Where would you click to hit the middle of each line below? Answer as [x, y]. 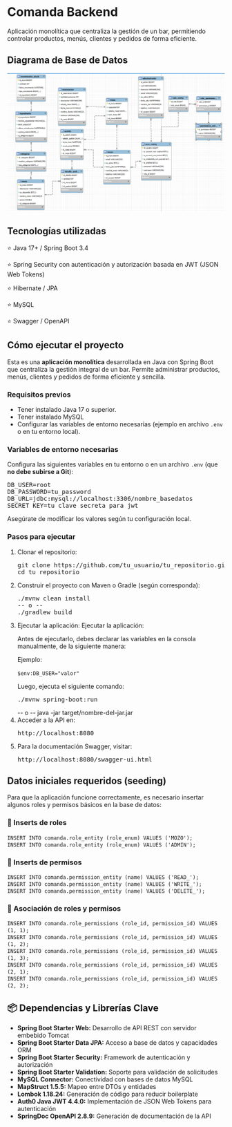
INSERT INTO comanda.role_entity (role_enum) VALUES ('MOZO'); [100, 838]
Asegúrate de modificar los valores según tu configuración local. [99, 519]
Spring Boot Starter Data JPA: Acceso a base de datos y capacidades [117, 1043]
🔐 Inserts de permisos [45, 862]
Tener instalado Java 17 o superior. [67, 410]
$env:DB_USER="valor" [48, 673]
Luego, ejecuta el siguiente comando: [70, 686]
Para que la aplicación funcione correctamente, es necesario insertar [105, 797]
